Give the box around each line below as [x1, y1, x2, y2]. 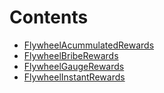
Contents [9, 6, 89, 29]
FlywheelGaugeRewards [23, 60, 125, 72]
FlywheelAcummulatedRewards [23, 39, 155, 51]
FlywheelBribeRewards [23, 49, 119, 61]
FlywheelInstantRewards [23, 71, 126, 83]
